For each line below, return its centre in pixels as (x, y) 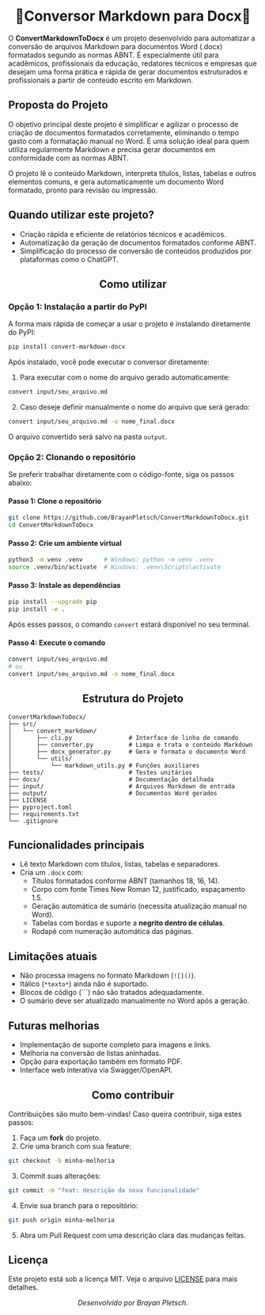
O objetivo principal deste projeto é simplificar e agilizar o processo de (123, 124)
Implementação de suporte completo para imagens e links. (115, 1045)
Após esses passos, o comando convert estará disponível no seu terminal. (129, 624)
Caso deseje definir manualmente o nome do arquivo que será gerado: (135, 407)
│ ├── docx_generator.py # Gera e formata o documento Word (127, 752)
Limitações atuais (53, 957)
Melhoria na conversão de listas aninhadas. (90, 1054)
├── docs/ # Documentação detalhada (111, 779)
